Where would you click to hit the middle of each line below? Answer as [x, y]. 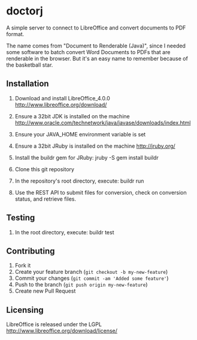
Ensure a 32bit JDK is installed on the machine [72, 116]
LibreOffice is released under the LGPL [54, 324]
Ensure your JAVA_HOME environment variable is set [80, 134]
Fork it [23, 266]
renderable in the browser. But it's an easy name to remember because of [97, 58]
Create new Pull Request [45, 291]
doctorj [25, 11]
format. [15, 34]
